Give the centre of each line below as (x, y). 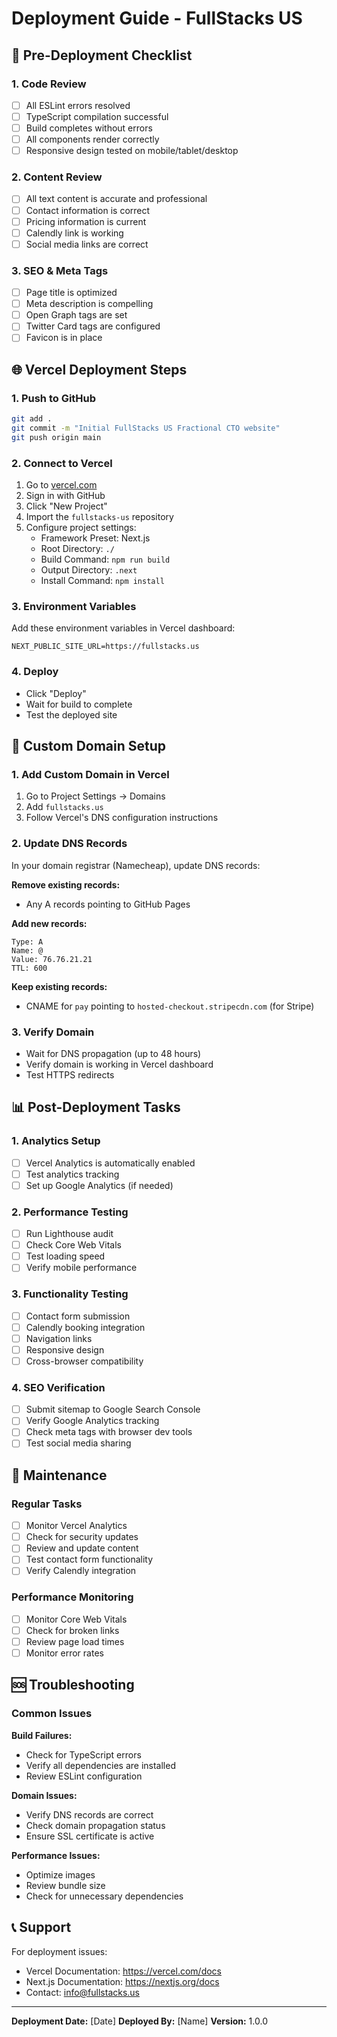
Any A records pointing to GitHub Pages (108, 904)
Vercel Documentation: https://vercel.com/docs (123, 1971)
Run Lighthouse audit (69, 1234)
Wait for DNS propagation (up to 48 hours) (113, 1053)
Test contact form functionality (89, 1559)
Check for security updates (82, 1537)
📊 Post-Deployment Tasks (96, 1107)
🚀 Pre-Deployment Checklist (102, 55)
